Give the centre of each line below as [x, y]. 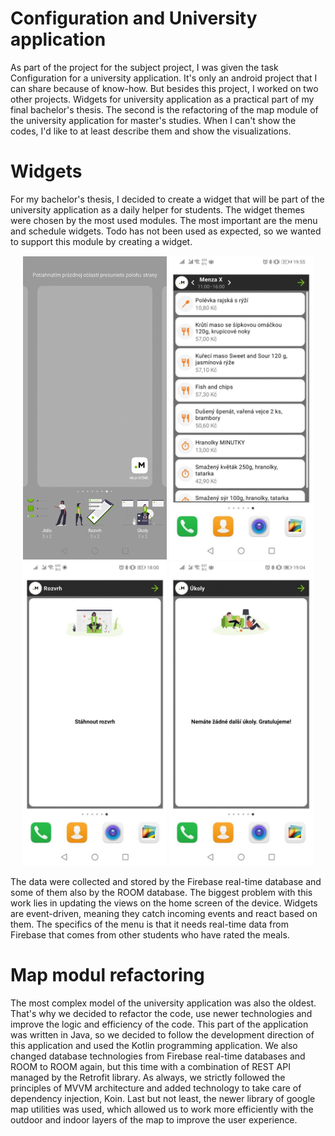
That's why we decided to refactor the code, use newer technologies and [161, 1014]
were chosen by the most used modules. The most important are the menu [164, 220]
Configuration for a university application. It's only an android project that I [164, 78]
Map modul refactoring [107, 975]
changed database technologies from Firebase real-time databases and [158, 1056]
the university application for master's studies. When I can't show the [153, 120]
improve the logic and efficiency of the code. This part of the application [159, 1024]
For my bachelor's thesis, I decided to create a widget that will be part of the [167, 199]
